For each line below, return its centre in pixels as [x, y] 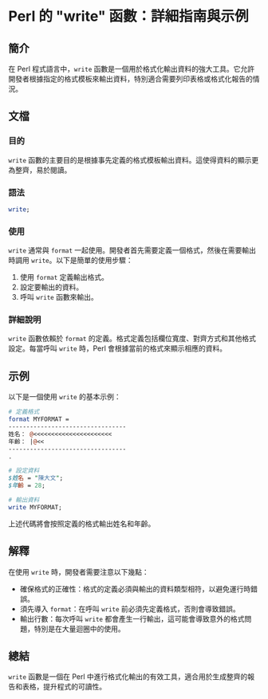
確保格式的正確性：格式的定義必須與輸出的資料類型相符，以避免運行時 [135, 589]
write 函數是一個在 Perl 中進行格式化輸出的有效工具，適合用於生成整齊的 [128, 677]
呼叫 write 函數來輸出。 [59, 297]
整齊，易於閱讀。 [43, 170]
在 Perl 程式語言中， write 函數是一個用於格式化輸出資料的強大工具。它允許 [132, 69]
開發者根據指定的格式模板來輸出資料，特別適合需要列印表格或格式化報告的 [130, 79]
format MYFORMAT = [39, 419]
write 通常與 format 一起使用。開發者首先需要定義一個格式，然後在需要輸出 [132, 250]
